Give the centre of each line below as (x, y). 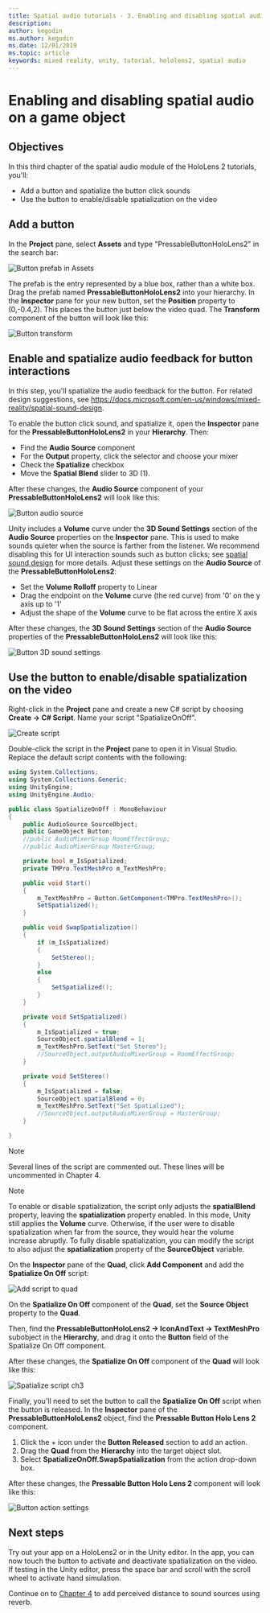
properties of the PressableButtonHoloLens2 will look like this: (113, 636)
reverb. (20, 1602)
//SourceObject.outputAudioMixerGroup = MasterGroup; (129, 1114)
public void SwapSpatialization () (80, 928)
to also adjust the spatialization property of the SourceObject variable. (127, 1249)
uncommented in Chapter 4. (55, 1175)
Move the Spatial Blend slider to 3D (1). (85, 473)
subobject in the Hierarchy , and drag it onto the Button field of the (119, 1337)
